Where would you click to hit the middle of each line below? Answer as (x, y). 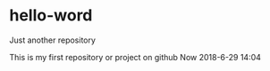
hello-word (51, 16)
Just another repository (53, 40)
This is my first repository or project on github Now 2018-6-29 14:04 (135, 57)
